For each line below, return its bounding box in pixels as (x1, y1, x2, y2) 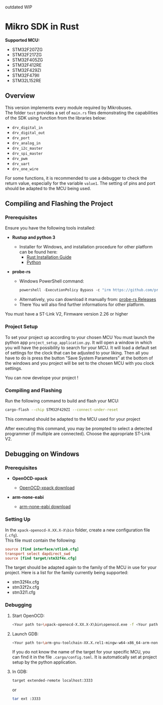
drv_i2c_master (12, 146, 43, 151)
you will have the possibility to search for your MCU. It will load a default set (5, 345, 157, 351)
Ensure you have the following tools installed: (5, 225, 96, 231)
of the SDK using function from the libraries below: (5, 115, 107, 121)
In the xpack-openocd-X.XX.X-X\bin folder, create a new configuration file (5, 527, 150, 533)
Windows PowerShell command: (19, 278, 84, 284)
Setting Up (5, 516, 31, 523)
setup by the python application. (12, 659, 77, 665)
